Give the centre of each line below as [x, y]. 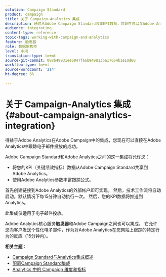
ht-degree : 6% [20, 74]
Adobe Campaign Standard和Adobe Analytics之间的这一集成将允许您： [78, 157]
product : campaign [24, 14]
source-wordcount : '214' [31, 70]
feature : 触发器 [21, 42]
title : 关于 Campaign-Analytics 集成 [42, 19]
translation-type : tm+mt [31, 56]
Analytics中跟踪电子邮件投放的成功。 [43, 146]
